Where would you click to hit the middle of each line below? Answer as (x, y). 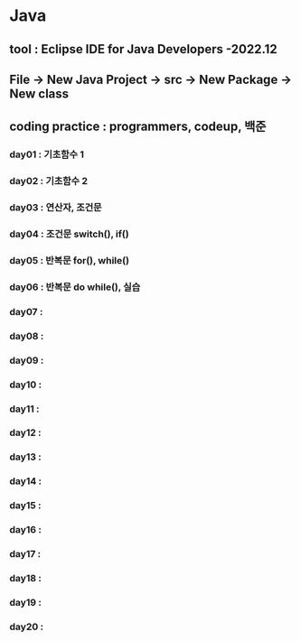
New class (39, 93)
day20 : (27, 627)
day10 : (26, 385)
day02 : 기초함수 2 (49, 181)
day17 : (25, 554)
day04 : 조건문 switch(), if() (69, 234)
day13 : (26, 457)
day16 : (26, 530)
